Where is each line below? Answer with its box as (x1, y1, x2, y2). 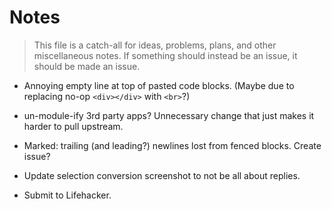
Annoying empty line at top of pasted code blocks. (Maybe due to (23, 79, 295, 91)
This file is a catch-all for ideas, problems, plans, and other (33, 39, 277, 51)
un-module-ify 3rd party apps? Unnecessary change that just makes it (23, 109, 315, 121)
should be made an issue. (33, 60, 141, 72)
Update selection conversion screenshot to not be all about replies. (23, 169, 301, 181)
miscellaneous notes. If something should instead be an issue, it (33, 49, 298, 61)
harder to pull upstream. (23, 120, 124, 132)
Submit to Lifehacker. (23, 189, 112, 201)
